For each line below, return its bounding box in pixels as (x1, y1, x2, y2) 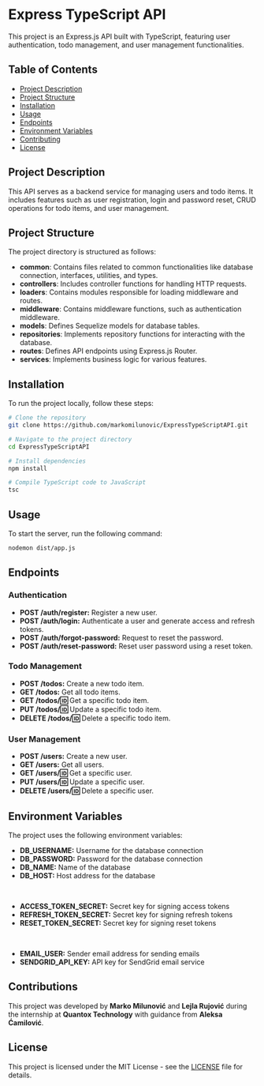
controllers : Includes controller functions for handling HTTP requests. (19, 279, 247, 289)
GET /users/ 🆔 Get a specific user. (19, 768, 132, 778)
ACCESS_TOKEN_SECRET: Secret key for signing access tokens (19, 901, 230, 911)
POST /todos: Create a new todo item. (19, 678, 144, 688)
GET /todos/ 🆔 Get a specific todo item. (19, 695, 150, 705)
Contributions (8, 980, 78, 994)
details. (8, 1070, 32, 1080)
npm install (8, 464, 47, 472)
